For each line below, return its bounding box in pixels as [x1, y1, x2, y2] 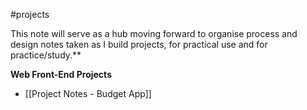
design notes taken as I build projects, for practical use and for [10, 39, 268, 50]
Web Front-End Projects [10, 69, 112, 80]
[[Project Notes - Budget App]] [24, 88, 152, 99]
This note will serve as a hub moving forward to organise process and [10, 28, 298, 39]
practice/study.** [10, 49, 82, 61]
